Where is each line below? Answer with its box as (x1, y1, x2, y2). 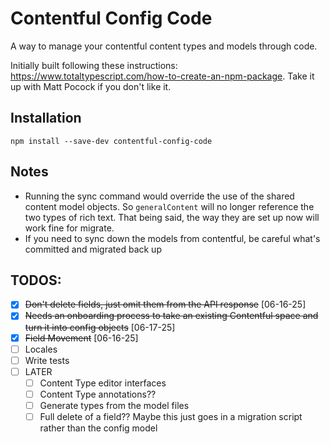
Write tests (24, 354, 70, 366)
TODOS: (10, 272, 62, 289)
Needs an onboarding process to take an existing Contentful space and (24, 310, 319, 322)
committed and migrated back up (24, 243, 162, 255)
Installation (10, 110, 82, 127)
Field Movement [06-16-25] (24, 332, 139, 344)
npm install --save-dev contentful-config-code (10, 136, 213, 146)
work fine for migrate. (24, 222, 115, 234)
